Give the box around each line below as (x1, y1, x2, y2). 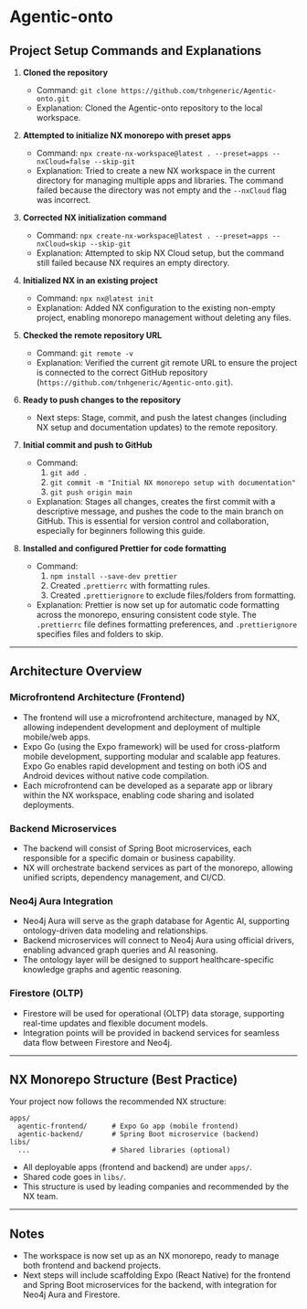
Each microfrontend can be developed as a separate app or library (22, 780, 273, 791)
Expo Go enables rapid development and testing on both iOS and (22, 761, 268, 772)
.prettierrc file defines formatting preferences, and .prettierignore (36, 619, 298, 630)
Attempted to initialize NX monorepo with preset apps (22, 130, 231, 141)
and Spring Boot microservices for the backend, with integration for (22, 1280, 277, 1291)
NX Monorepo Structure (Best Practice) (9, 1071, 238, 1087)
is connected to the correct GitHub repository (36, 367, 208, 378)
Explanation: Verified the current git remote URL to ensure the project (36, 357, 298, 367)
